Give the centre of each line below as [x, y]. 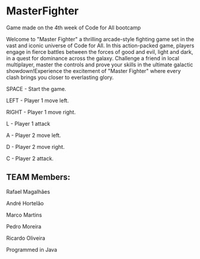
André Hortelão [25, 203]
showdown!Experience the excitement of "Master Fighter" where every [93, 71]
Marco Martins [24, 215]
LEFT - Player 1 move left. [38, 100]
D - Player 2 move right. [36, 147]
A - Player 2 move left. [34, 135]
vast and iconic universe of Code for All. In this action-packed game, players [100, 45]
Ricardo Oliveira [26, 238]
